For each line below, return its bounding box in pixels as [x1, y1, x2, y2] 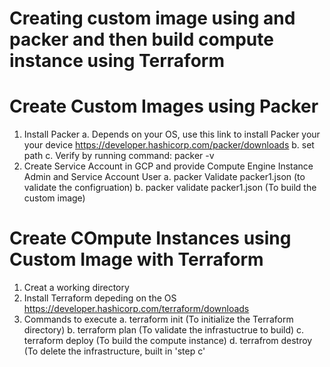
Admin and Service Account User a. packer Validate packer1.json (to [23, 171, 306, 183]
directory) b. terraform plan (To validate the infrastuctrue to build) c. [23, 324, 305, 336]
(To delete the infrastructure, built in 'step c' [23, 345, 206, 357]
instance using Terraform [9, 50, 225, 72]
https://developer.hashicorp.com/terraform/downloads [23, 303, 250, 315]
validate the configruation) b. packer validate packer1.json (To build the [23, 182, 317, 194]
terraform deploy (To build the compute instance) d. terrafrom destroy [23, 335, 313, 347]
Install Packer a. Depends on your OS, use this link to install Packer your [23, 128, 321, 141]
